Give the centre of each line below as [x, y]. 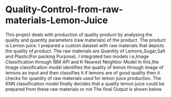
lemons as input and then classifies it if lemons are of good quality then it [83, 72]
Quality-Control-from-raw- [64, 9]
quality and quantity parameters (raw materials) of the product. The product [85, 40]
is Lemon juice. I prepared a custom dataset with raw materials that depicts [85, 45]
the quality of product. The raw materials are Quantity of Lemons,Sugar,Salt [85, 51]
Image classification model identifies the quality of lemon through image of [84, 67]
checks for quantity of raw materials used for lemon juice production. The [83, 78]
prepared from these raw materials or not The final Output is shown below [84, 89]
